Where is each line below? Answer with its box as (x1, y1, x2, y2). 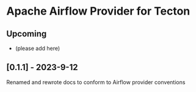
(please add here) (15, 44, 60, 52)
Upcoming (6, 29, 47, 39)
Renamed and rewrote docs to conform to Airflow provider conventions (6, 78, 186, 86)
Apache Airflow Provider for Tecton (6, 4, 191, 18)
